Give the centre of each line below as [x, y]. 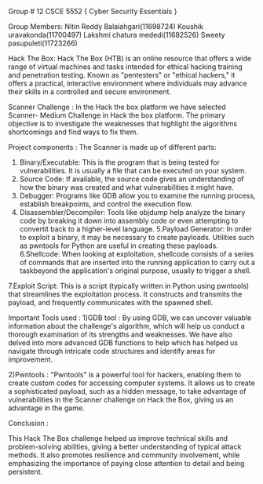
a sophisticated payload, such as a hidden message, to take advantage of [127, 391]
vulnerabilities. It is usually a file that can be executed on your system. [133, 171]
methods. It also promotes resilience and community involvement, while [124, 455]
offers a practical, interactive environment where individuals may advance [128, 83]
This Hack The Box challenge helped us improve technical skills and [118, 438]
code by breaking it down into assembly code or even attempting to [129, 220]
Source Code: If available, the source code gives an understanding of [132, 179]
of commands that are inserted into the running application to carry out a [137, 262]
